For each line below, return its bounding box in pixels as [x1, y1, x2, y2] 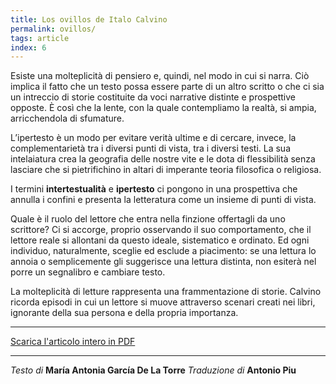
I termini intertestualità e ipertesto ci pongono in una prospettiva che [10, 183, 298, 195]
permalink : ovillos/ [10, 24, 97, 34]
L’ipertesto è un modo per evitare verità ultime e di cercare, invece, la [10, 132, 297, 144]
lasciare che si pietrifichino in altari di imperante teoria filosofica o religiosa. [10, 164, 322, 176]
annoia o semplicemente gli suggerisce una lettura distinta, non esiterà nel [10, 256, 317, 268]
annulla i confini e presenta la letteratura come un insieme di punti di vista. [10, 194, 317, 206]
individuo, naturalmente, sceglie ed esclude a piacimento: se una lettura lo [10, 245, 317, 257]
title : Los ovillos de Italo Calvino [10, 14, 168, 25]
